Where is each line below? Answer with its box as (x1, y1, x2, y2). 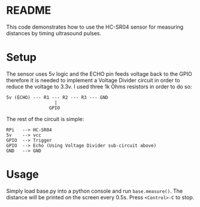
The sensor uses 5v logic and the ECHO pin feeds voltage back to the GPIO (6, 70, 193, 78)
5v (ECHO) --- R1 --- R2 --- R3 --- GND (6, 94, 109, 100)
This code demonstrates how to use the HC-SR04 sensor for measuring (6, 23, 184, 30)
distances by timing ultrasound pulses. (6, 29, 102, 36)
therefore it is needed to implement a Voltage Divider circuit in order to (6, 76, 180, 84)
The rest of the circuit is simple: (6, 115, 84, 122)
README (6, 4, 51, 17)
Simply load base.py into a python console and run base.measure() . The (6, 187, 183, 194)
